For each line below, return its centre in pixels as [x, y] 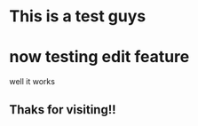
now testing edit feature [99, 57]
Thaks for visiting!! [63, 110]
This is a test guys [78, 16]
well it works [32, 82]
